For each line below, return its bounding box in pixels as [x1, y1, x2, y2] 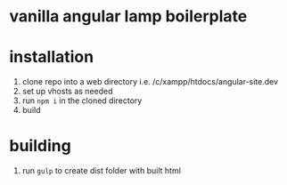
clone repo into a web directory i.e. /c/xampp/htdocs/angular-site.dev [21, 76, 279, 87]
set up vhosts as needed [21, 86, 113, 97]
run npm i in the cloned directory [21, 95, 143, 106]
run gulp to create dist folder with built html [21, 165, 181, 176]
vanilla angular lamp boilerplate [9, 6, 248, 27]
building [9, 136, 71, 157]
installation [9, 47, 94, 68]
